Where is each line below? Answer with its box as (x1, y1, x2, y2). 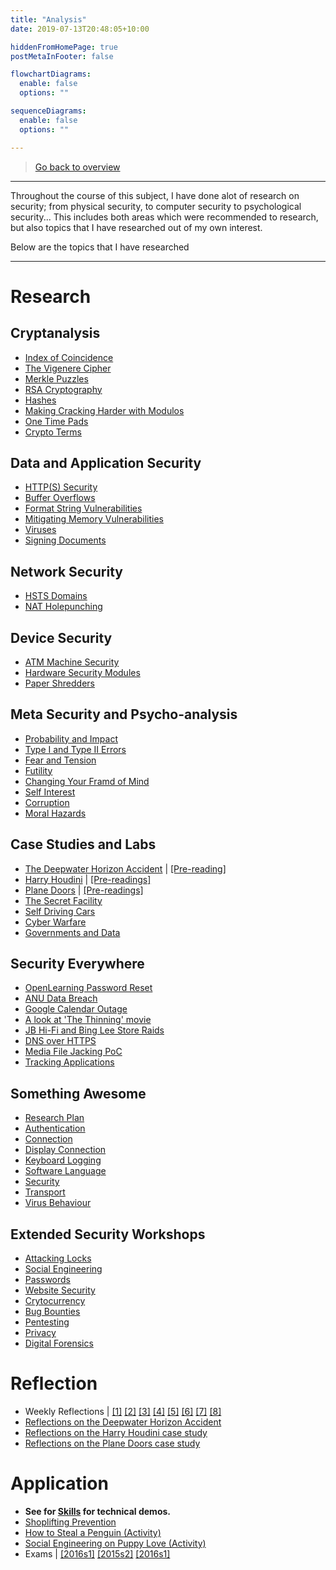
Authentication (24, 1122, 86, 1135)
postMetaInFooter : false (10, 51, 114, 61)
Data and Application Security (10, 454, 202, 471)
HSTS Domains (24, 590, 88, 602)
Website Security (24, 1284, 96, 1296)
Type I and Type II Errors (24, 743, 127, 755)
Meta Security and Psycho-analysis (10, 706, 238, 723)
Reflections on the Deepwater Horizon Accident (24, 1416, 222, 1428)
